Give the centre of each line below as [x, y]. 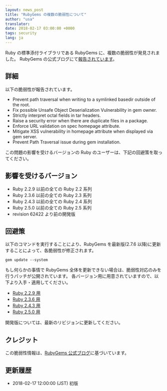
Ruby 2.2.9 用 [26, 293]
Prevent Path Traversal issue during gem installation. [66, 142]
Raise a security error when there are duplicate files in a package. [80, 120]
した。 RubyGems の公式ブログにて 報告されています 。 [61, 59]
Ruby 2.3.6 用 [26, 299]
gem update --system [27, 260]
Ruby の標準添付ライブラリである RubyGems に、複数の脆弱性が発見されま [82, 53]
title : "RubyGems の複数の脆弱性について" [46, 15]
